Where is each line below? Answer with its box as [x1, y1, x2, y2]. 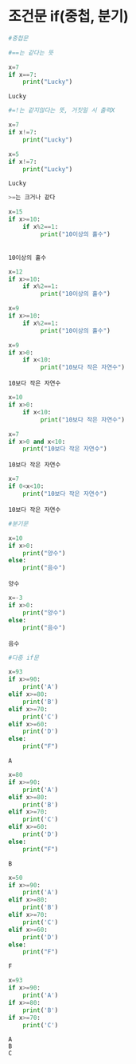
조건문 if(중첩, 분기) [8, 7, 129, 26]
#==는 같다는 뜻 [8, 49, 54, 57]
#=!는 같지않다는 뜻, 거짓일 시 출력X [8, 106, 115, 114]
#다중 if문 [8, 654, 40, 662]
